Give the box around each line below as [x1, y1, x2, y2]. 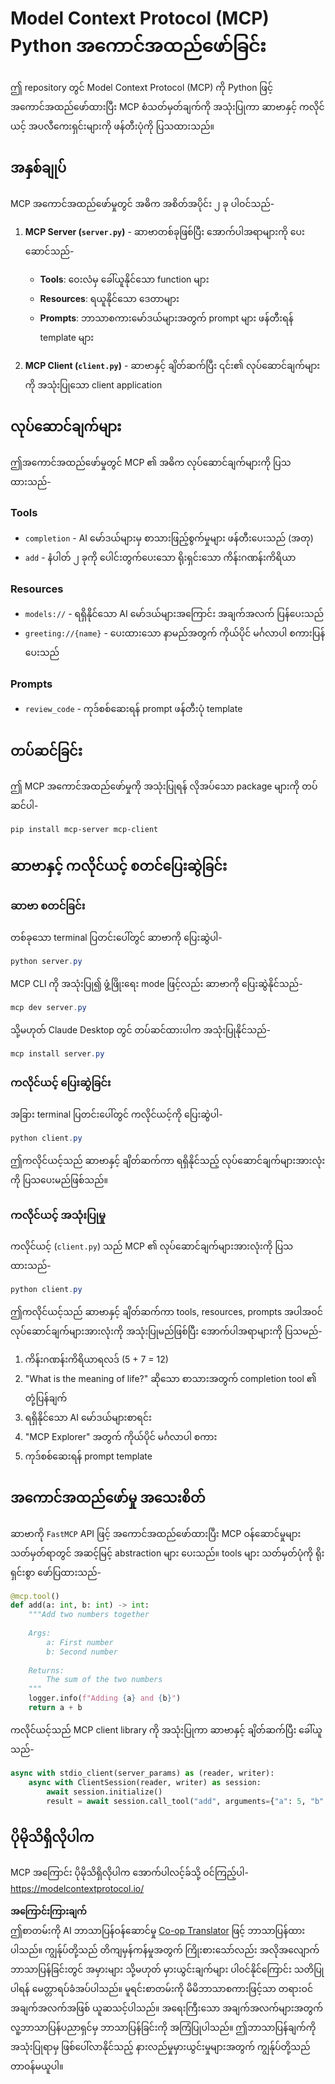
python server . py [10, 956, 83, 966]
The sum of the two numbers [46, 1675, 163, 1685]
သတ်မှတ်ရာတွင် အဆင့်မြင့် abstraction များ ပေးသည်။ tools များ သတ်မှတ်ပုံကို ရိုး [10, 1547, 325, 1559]
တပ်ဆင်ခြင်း [10, 742, 83, 759]
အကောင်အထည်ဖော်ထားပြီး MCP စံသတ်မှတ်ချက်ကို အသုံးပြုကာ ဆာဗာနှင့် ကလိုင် [10, 100, 325, 112]
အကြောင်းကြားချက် [10, 1905, 87, 1917]
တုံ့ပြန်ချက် [24, 1392, 68, 1404]
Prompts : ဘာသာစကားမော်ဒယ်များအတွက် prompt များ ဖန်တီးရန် [39, 312, 294, 324]
